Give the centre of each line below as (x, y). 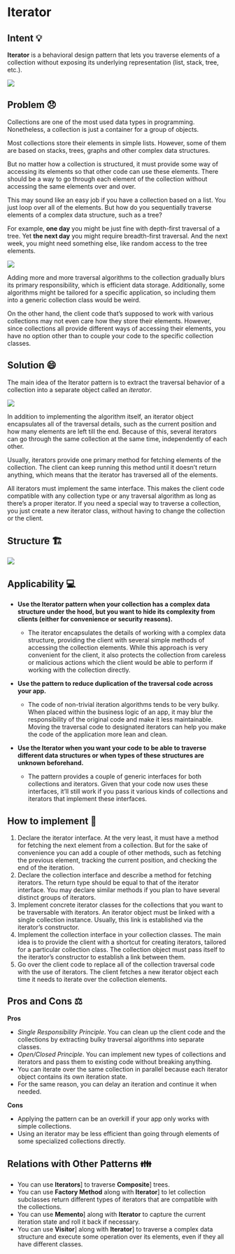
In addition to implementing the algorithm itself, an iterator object (100, 416)
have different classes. (50, 1244)
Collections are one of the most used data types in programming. (101, 122)
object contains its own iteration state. (72, 1077)
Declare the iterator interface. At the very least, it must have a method (118, 838)
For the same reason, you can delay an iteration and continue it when (117, 1084)
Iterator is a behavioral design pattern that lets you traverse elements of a (114, 55)
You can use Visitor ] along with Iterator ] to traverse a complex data (115, 1229)
